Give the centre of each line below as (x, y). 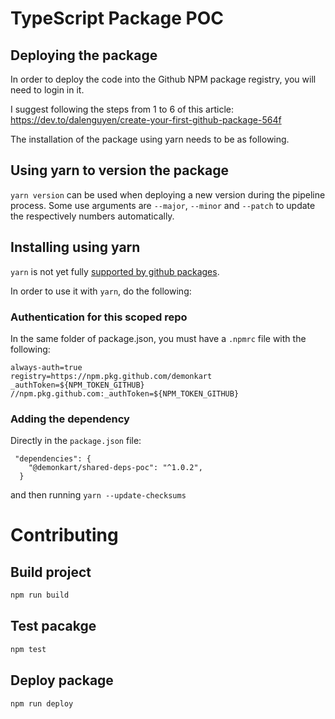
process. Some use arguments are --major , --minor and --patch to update (163, 205)
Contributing (64, 535)
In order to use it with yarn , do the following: (101, 291)
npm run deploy (42, 703)
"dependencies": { (53, 459)
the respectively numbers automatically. (92, 216)
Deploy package (62, 680)
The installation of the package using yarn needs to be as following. (150, 139)
